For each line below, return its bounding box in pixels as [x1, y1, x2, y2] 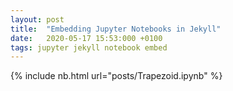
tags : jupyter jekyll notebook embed [10, 42, 168, 53]
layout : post [10, 14, 65, 25]
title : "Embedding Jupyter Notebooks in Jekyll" [10, 24, 222, 34]
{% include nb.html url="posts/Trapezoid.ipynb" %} [10, 70, 223, 82]
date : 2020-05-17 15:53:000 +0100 [10, 33, 163, 43]
